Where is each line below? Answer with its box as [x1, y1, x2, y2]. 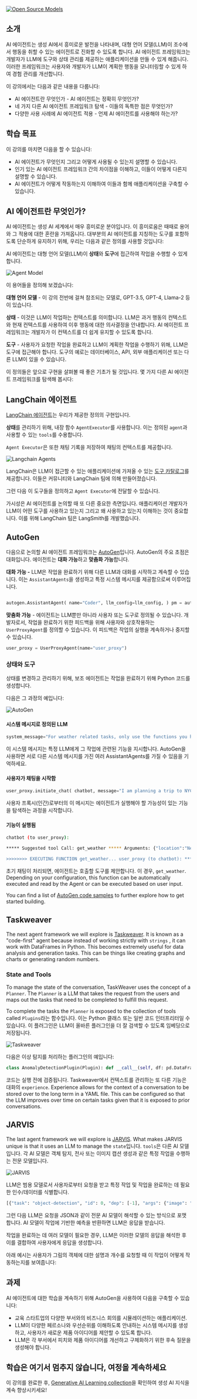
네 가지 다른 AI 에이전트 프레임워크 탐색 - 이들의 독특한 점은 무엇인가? [14, 102, 173, 109]
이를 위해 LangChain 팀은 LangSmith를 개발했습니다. [18, 515, 141, 522]
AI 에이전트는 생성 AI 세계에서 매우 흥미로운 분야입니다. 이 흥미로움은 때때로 [6, 223, 179, 230]
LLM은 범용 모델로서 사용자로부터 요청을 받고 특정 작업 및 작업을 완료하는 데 [6, 1181, 179, 1188]
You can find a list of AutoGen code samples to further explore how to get [6, 892, 185, 899]
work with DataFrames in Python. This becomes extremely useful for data [6, 943, 184, 950]
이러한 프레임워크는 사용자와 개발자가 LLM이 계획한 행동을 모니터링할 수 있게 [6, 62, 181, 70]
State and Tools [6, 970, 52, 978]
